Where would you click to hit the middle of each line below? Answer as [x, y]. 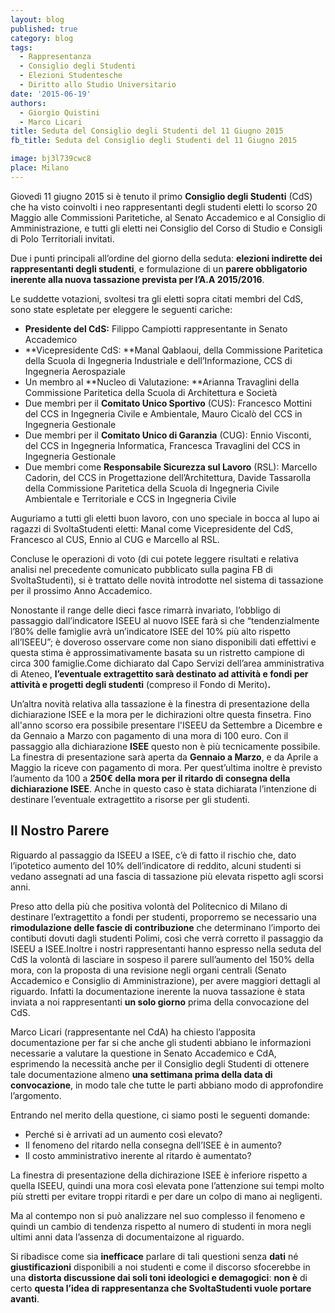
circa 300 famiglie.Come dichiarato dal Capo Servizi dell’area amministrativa [167, 663]
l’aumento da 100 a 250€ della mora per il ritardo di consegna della [150, 778]
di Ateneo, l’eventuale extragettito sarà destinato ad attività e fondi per [159, 673]
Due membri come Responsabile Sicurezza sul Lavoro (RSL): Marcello [171, 467]
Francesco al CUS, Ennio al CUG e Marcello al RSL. [115, 539]
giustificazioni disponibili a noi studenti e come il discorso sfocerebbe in [160, 1267]
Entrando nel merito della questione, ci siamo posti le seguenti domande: [160, 1115]
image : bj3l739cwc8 [51, 159]
